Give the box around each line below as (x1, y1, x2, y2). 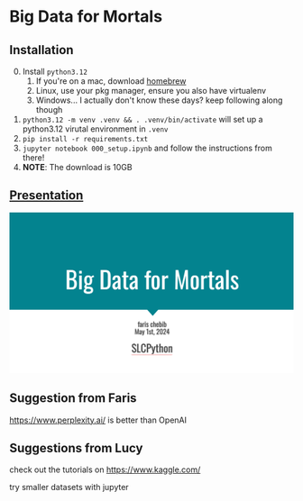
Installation (9, 42, 74, 58)
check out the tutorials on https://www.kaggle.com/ (9, 464, 201, 475)
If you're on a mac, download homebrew (35, 76, 187, 87)
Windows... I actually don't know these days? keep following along (35, 95, 283, 105)
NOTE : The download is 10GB (22, 162, 133, 172)
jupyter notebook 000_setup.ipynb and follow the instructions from (22, 142, 272, 153)
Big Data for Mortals (9, 6, 163, 27)
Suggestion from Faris (9, 390, 137, 406)
